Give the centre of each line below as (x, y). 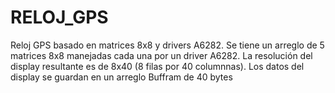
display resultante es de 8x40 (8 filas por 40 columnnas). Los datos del (157, 66)
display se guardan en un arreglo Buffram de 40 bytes (121, 77)
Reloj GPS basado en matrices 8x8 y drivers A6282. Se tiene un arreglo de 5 (167, 45)
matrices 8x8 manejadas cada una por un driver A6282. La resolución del (161, 55)
